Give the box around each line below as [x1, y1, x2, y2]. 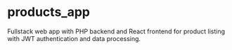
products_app [7, 4, 90, 20]
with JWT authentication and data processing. [7, 34, 141, 42]
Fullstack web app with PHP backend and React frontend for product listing [7, 27, 226, 35]
